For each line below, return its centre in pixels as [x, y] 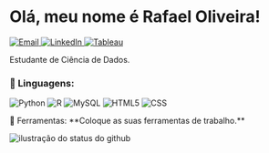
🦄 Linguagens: [42, 83]
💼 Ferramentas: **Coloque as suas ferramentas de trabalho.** [127, 121]
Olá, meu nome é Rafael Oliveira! [135, 17]
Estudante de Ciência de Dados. [70, 59]
